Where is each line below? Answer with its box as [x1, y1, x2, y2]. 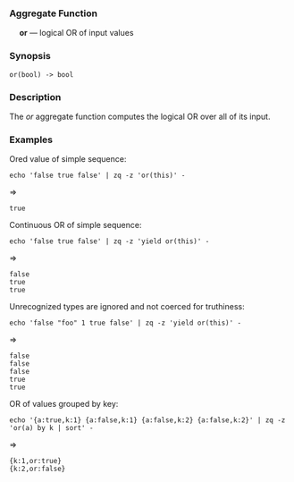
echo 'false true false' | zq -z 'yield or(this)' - [9, 237, 210, 246]
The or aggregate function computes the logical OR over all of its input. [9, 111, 271, 122]
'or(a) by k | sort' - [9, 424, 94, 433]
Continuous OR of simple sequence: [9, 220, 142, 231]
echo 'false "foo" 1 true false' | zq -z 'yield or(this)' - [9, 318, 242, 328]
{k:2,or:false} [9, 464, 66, 474]
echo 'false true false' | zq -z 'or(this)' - [9, 171, 186, 181]
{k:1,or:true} [9, 457, 63, 466]
